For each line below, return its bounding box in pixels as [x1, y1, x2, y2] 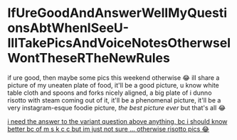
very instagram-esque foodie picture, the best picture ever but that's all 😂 [7, 103, 226, 112]
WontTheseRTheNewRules [7, 50, 171, 66]
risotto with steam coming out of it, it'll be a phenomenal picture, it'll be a [7, 95, 221, 104]
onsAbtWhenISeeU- [7, 20, 130, 36]
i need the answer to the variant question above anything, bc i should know [7, 117, 228, 125]
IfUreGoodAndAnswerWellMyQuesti [7, 5, 228, 21]
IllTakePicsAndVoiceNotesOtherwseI [7, 35, 231, 51]
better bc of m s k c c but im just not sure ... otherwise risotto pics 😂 [7, 124, 210, 133]
